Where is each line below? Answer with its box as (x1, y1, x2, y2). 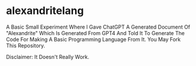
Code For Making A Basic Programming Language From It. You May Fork (6, 36, 181, 43)
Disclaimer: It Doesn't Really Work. (6, 53, 90, 60)
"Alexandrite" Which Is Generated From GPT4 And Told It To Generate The (6, 29, 185, 36)
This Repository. (6, 42, 46, 49)
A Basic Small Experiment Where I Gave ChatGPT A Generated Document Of (6, 23, 190, 30)
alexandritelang (6, 4, 84, 18)
